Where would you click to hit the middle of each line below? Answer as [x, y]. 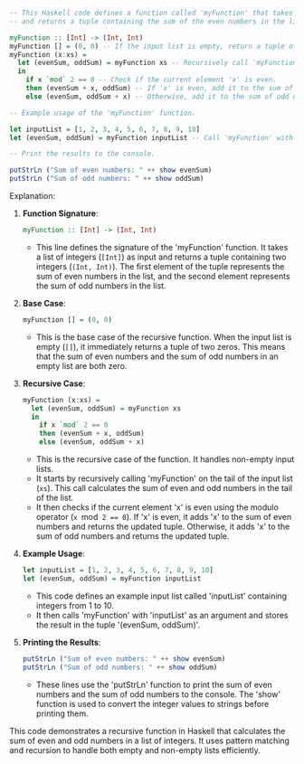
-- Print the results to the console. [82, 154]
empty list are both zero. [81, 365]
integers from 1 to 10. [75, 605]
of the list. [55, 498]
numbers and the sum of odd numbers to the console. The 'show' [158, 694]
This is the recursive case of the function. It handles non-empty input [165, 459]
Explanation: [33, 196]
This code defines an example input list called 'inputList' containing [161, 596]
